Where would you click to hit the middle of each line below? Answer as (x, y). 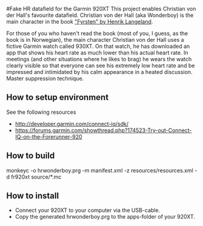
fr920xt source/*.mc (36, 177)
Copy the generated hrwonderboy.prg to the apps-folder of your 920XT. (105, 217)
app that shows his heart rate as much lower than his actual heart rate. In (97, 53)
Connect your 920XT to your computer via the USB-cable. (88, 210)
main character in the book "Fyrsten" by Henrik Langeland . (80, 22)
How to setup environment (58, 97)
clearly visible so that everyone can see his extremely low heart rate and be (101, 65)
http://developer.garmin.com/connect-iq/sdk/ (72, 124)
